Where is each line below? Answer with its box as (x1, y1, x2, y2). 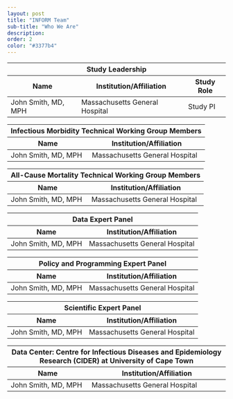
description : (7, 29, 45, 37)
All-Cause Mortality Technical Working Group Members (10, 171, 201, 180)
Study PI (188, 102, 216, 111)
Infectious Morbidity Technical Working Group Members (10, 126, 202, 135)
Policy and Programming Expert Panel (38, 259, 166, 268)
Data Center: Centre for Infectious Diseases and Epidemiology (11, 348, 222, 357)
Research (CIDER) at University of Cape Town (39, 356, 194, 365)
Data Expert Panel (72, 214, 133, 224)
